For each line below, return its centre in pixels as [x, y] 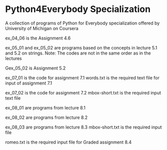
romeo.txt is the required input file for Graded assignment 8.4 [68, 142]
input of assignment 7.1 [29, 83]
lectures [13, 58]
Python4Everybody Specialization [78, 9]
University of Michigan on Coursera [42, 28]
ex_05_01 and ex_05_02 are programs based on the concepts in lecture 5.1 [81, 47]
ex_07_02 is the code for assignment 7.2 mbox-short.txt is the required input [83, 92]
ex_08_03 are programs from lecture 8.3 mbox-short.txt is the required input [83, 127]
